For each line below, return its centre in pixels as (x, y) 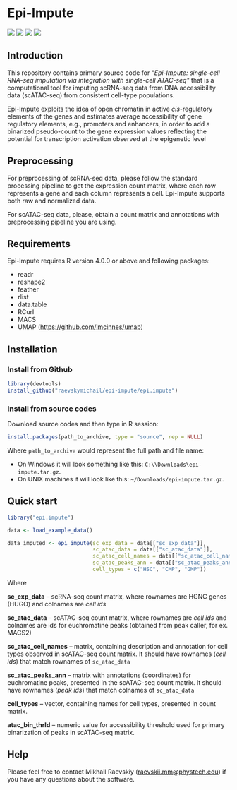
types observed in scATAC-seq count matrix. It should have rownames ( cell (117, 654)
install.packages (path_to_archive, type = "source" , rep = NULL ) (105, 437)
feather (28, 289)
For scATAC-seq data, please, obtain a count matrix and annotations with (114, 214)
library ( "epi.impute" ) (41, 517)
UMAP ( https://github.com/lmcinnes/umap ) (80, 327)
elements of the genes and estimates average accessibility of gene (105, 116)
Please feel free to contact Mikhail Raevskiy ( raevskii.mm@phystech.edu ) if (117, 772)
